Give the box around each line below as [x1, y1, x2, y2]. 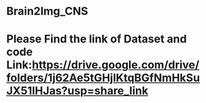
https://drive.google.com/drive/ [31, 58, 200, 72]
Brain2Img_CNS [6, 4, 89, 18]
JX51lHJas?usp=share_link [6, 84, 149, 98]
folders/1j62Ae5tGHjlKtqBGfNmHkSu [6, 71, 200, 85]
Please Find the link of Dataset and [6, 32, 187, 46]
